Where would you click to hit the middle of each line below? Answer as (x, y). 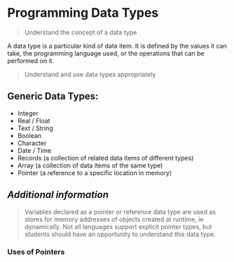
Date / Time (34, 150)
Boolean (29, 135)
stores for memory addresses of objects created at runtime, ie (114, 219)
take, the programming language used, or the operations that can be (106, 53)
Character (32, 143)
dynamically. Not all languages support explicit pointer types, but (118, 226)
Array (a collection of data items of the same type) (90, 165)
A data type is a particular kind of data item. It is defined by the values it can (117, 46)
